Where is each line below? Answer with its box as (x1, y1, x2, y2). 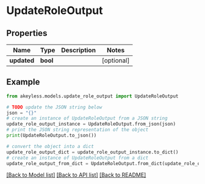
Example (6, 77, 40, 87)
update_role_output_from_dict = (6, 160, 88, 166)
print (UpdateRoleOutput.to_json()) (6, 132, 97, 139)
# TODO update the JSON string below (6, 104, 103, 110)
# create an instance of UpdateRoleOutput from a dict (6, 155, 149, 161)
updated (9, 56, 35, 65)
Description (60, 46, 96, 54)
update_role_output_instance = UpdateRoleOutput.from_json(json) (6, 121, 176, 127)
